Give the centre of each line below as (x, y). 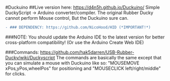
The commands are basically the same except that (109, 57)
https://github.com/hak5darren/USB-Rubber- (87, 52)
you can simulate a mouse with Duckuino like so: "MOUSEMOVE (72, 63)
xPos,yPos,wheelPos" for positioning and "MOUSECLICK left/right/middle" (83, 68)
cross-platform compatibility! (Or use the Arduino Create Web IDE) (75, 42)
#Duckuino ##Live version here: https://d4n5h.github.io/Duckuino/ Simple (82, 7)
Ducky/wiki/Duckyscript (30, 57)
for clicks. (16, 73)
